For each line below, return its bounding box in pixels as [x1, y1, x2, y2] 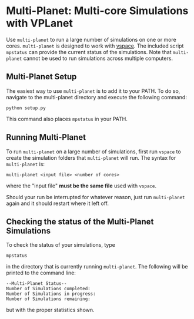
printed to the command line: [6, 269, 76, 277]
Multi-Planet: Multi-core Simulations [6, 4, 189, 18]
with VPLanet [6, 16, 73, 30]
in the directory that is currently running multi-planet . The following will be [6, 263, 188, 270]
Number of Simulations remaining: [6, 296, 91, 302]
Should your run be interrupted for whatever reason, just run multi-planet [6, 193, 185, 200]
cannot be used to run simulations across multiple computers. [23, 55, 173, 62]
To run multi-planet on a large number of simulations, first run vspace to [6, 148, 181, 155]
